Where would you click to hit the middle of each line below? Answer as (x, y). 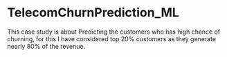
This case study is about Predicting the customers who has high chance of (113, 32)
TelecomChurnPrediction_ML (93, 13)
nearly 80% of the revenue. (46, 46)
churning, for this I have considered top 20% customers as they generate (112, 38)
